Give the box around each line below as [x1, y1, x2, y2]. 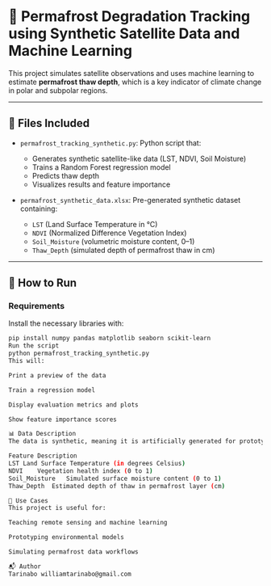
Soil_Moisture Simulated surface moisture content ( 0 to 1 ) [8, 474, 222, 483]
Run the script [8, 342, 60, 350]
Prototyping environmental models [8, 533, 125, 542]
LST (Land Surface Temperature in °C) [31, 219, 158, 229]
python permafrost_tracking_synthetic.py [8, 349, 150, 358]
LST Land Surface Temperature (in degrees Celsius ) [8, 460, 186, 468]
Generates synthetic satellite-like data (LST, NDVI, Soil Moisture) [31, 154, 247, 163]
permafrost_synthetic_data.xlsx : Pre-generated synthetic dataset [19, 195, 241, 204]
